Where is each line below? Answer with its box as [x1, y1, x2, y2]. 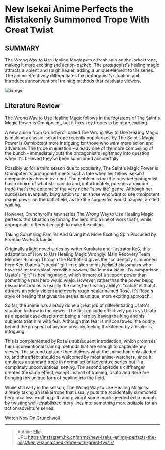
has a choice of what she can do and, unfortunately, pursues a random [5, 180, 148, 186]
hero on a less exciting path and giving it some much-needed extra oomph [5, 394, 156, 400]
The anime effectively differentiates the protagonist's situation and [5, 73, 140, 78]
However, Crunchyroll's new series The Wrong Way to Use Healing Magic [5, 211, 154, 217]
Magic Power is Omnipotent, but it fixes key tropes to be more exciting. [5, 120, 149, 126]
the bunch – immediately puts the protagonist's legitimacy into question [5, 150, 150, 156]
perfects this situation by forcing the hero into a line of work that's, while [5, 216, 152, 222]
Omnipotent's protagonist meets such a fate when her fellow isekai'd [5, 170, 144, 176]
